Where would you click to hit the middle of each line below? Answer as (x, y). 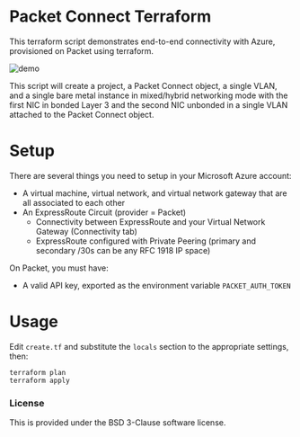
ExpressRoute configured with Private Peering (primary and (146, 241)
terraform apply (40, 380)
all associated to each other (74, 202)
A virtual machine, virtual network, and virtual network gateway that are (154, 193)
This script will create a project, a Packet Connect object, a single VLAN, (143, 85)
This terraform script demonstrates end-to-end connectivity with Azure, (142, 41)
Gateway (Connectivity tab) (86, 231)
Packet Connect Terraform (110, 17)
